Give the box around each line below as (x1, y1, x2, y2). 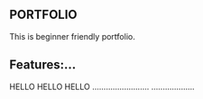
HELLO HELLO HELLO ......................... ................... (9, 81, 196, 92)
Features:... (9, 58, 77, 73)
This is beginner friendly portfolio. (9, 31, 135, 41)
